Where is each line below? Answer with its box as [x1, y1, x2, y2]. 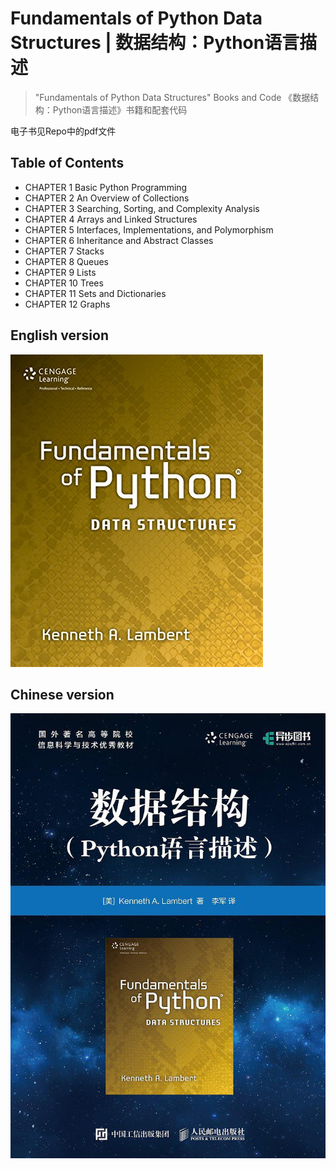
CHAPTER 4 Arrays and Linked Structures [24, 213, 198, 225]
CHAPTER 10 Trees [24, 277, 104, 289]
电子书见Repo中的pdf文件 [10, 125, 117, 137]
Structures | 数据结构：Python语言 [10, 32, 300, 54]
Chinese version [10, 686, 115, 703]
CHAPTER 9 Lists [24, 266, 97, 278]
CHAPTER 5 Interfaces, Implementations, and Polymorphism [24, 223, 274, 236]
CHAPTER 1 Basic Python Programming [24, 181, 188, 193]
